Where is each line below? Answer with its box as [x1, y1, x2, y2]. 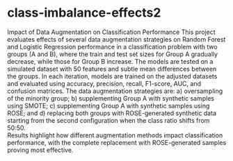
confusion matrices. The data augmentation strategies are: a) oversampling [7, 87, 223, 95]
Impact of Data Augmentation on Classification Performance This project [7, 28, 216, 36]
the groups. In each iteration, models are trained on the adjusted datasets [7, 71, 218, 80]
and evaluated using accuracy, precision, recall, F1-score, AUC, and [7, 79, 202, 87]
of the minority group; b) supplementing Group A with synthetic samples [7, 94, 214, 102]
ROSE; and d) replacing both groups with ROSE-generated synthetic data [7, 109, 217, 117]
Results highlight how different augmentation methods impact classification [7, 130, 223, 139]
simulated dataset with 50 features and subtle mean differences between [7, 65, 217, 73]
